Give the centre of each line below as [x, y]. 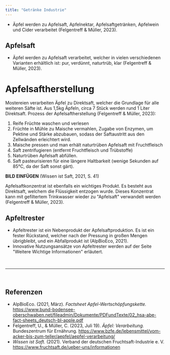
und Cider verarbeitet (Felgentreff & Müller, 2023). [65, 30]
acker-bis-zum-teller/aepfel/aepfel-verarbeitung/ [64, 336]
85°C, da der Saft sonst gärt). [43, 166]
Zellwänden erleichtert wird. [42, 140]
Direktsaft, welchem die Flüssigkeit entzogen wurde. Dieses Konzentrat [79, 191]
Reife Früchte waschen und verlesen [51, 123]
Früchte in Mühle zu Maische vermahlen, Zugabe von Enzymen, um [83, 129]
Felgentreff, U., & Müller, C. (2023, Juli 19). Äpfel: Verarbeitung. [78, 326]
